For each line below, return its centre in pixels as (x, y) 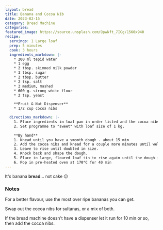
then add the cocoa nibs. (30, 223)
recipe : (13, 37)
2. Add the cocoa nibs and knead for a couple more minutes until (82, 144)
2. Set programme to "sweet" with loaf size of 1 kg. (69, 126)
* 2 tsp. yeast (29, 95)
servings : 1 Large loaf (33, 41)
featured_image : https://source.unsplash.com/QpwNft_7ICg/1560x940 (75, 32)
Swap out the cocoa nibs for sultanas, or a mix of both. (60, 209)
